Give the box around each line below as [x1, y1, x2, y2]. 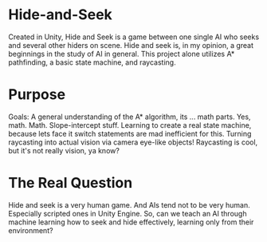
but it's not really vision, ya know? [8, 145, 120, 155]
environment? [8, 225, 53, 235]
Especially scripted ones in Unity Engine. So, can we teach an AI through [8, 208, 247, 218]
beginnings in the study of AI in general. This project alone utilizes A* [8, 49, 235, 58]
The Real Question [8, 174, 133, 192]
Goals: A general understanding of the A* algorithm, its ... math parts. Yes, [8, 112, 251, 121]
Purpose [8, 85, 66, 104]
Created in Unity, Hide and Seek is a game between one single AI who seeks [8, 32, 260, 42]
